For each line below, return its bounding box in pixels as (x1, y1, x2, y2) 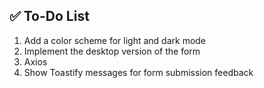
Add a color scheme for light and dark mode (23, 34, 207, 46)
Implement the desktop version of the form (23, 45, 201, 57)
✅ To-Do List (9, 8, 90, 25)
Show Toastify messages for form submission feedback (23, 66, 254, 78)
